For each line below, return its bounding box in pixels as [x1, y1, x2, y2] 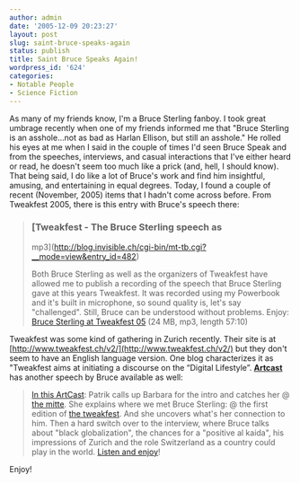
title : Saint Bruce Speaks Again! [9, 55, 139, 64]
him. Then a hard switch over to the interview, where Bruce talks [31, 417, 269, 428]
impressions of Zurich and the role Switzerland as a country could [31, 436, 276, 447]
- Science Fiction [9, 88, 78, 97]
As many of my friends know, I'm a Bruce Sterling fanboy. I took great [9, 113, 267, 124]
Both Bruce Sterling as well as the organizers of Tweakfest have [31, 268, 269, 279]
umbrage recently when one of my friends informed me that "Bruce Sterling [9, 122, 289, 133]
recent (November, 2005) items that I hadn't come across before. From [9, 189, 272, 200]
